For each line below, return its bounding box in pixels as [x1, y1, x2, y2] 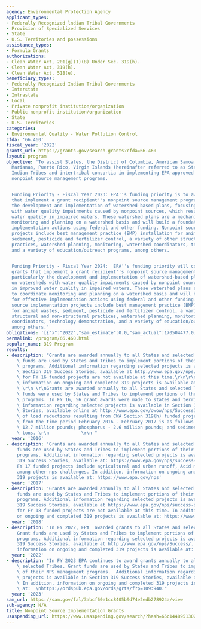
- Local [6, 97, 26, 103]
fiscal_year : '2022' [6, 142, 58, 148]
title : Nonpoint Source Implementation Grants [6, 607, 124, 613]
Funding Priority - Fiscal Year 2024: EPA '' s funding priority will [11, 263, 188, 269]
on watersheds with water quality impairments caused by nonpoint [11, 280, 181, 286]
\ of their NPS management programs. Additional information [17, 569, 175, 575]
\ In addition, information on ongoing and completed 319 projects [17, 580, 188, 586]
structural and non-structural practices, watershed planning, [11, 313, 172, 319]
